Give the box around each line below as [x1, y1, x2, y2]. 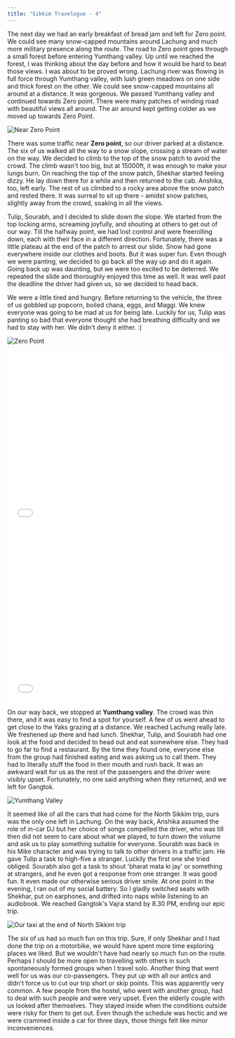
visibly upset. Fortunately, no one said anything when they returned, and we [7, 774, 227, 784]
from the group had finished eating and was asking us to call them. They [7, 753, 217, 761]
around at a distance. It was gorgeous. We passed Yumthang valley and [7, 89, 215, 98]
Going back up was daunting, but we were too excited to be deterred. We [7, 264, 219, 273]
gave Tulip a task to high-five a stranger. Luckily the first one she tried [7, 855, 210, 863]
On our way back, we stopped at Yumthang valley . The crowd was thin [7, 708, 214, 716]
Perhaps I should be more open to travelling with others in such [7, 956, 191, 965]
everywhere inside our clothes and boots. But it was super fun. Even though [7, 249, 227, 258]
